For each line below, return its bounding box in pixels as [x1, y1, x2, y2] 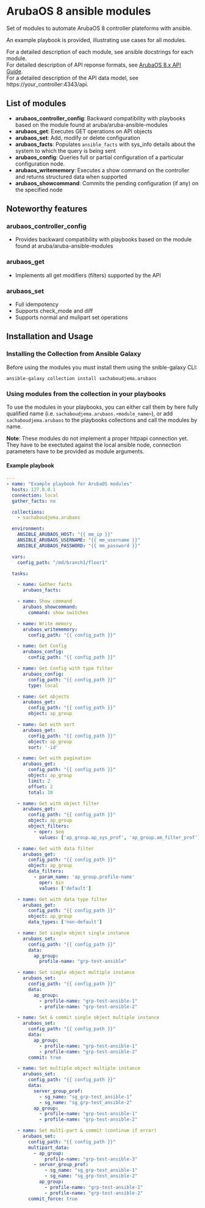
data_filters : [28, 868, 64, 874]
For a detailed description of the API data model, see [6, 74, 138, 81]
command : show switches [28, 609, 88, 615]
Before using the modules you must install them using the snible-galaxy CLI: [6, 364, 198, 371]
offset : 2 [28, 783, 53, 789]
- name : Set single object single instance [17, 930, 130, 936]
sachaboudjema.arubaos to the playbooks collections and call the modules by [6, 417, 198, 424]
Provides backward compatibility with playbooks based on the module [15, 236, 192, 243]
